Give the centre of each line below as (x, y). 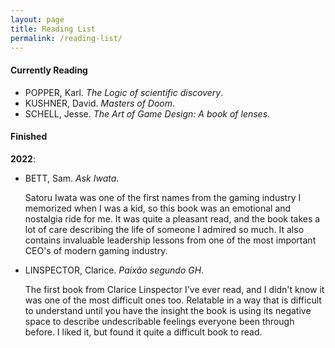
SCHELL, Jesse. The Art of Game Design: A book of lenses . (147, 113)
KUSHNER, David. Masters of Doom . (100, 103)
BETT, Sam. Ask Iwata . (72, 178)
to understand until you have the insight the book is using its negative (168, 310)
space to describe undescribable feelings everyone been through (159, 321)
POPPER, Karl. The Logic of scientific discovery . (124, 92)
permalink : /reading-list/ (66, 38)
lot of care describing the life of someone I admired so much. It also (164, 229)
